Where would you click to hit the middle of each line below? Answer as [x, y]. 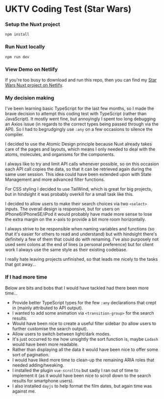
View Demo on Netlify [31, 69]
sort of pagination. [31, 354]
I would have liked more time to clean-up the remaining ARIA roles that [83, 360]
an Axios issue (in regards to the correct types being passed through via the [82, 124]
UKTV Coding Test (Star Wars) [68, 9]
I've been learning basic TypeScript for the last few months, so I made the [80, 108]
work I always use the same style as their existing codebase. [66, 250]
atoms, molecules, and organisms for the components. [60, 154]
